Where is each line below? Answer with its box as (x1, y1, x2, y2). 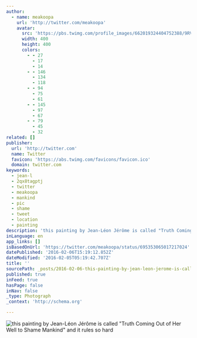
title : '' (6, 260, 30, 267)
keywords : (6, 167, 30, 174)
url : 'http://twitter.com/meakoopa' (16, 19, 107, 25)
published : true (6, 271, 46, 277)
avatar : (16, 25, 35, 31)
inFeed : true (6, 277, 38, 283)
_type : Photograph (6, 293, 51, 299)
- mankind (11, 195, 35, 201)
